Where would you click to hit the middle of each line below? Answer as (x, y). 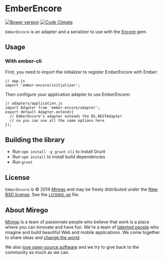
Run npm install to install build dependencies (59, 157)
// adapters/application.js (34, 103)
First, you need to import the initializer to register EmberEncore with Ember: (82, 72)
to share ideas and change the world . (43, 238)
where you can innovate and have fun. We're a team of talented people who (82, 227)
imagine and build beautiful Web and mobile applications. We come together (82, 232)
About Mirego (27, 210)
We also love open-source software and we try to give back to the (72, 247)
